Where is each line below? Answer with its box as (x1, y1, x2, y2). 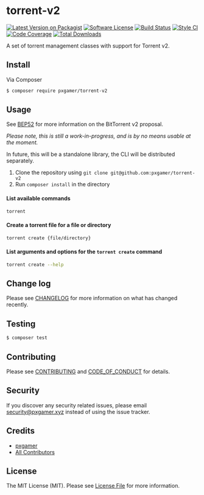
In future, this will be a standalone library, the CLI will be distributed (6, 150, 175, 158)
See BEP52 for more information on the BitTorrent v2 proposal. (6, 121, 163, 128)
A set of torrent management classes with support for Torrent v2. (6, 42, 170, 49)
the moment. (6, 139, 38, 146)
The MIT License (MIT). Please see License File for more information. (6, 482, 180, 490)
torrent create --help (6, 261, 64, 268)
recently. (6, 301, 29, 308)
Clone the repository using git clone (15, 169, 108, 177)
